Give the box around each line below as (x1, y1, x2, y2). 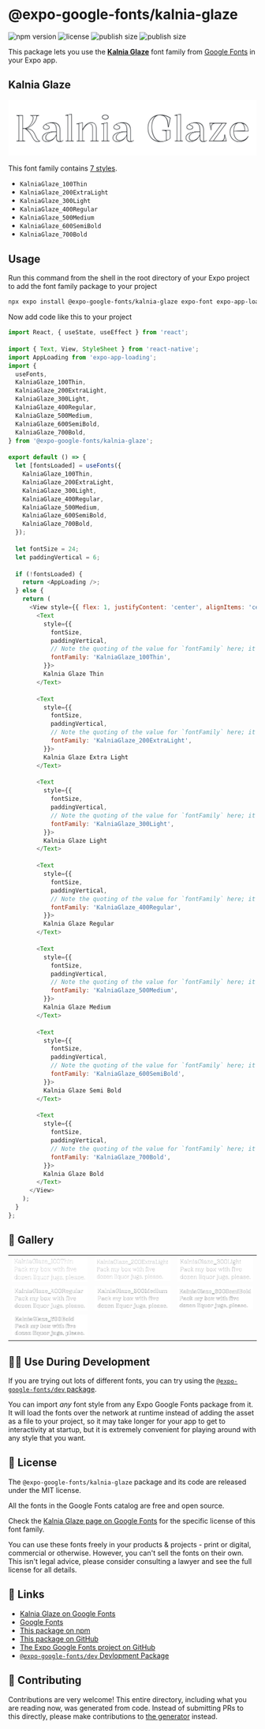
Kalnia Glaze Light (43, 836, 108, 844)
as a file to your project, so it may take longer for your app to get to (8, 1416, 226, 1426)
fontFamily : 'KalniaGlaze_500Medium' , (50, 987, 178, 994)
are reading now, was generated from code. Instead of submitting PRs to (8, 1703, 244, 1712)
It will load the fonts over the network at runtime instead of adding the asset (8, 1408, 255, 1418)
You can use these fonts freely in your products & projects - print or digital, (8, 1539, 252, 1549)
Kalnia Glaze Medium (43, 1003, 111, 1011)
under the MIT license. (8, 1485, 81, 1494)
